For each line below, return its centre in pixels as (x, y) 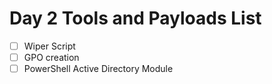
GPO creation (51, 57)
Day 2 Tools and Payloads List (135, 18)
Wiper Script (49, 46)
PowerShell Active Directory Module (98, 69)
